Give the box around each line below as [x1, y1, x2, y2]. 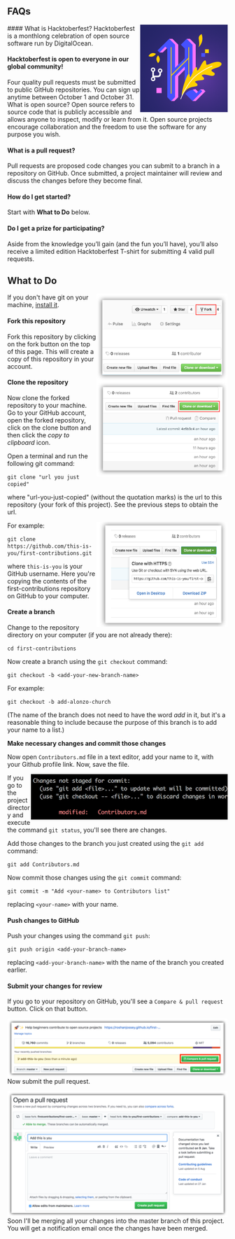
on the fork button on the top [7, 339, 91, 348]
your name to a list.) [7, 725, 65, 734]
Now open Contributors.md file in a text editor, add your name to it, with [7, 753, 214, 761]
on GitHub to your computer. [7, 591, 90, 600]
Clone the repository [7, 378, 69, 387]
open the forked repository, [7, 416, 86, 424]
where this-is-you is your [7, 562, 83, 570]
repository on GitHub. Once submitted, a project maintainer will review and [7, 169, 222, 178]
